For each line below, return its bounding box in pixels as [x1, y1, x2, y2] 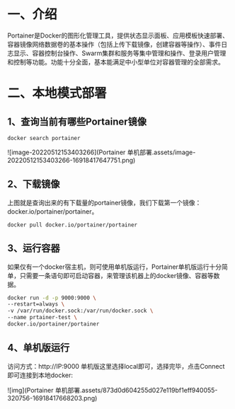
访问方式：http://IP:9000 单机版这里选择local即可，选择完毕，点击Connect [7, 362, 225, 370]
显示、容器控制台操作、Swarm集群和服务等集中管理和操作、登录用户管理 [13, 49, 227, 57]
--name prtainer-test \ [7, 314, 78, 321]
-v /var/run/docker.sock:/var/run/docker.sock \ [7, 307, 154, 315]
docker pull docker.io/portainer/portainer [7, 221, 138, 229]
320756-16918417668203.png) [7, 393, 98, 402]
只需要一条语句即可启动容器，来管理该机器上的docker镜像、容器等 [19, 271, 214, 280]
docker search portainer [7, 134, 81, 142]
